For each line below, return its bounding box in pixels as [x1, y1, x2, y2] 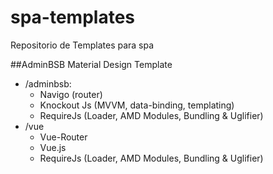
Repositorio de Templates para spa [10, 39, 155, 51]
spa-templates [10, 6, 136, 29]
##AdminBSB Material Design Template [10, 58, 173, 70]
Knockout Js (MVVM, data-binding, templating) [39, 99, 235, 111]
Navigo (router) [39, 88, 103, 100]
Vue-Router [39, 131, 88, 143]
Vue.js [39, 141, 67, 153]
